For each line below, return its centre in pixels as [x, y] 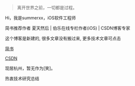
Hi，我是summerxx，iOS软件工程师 [41, 18]
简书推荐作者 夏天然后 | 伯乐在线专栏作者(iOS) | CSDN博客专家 [68, 28]
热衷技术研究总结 [22, 79]
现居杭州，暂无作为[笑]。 [30, 68]
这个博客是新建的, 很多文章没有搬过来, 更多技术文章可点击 [63, 38]
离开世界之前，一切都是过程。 [47, 7]
